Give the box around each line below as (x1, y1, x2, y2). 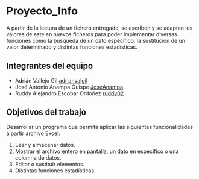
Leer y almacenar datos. (14, 141, 75, 148)
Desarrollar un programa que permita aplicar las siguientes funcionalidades (6, 123, 194, 130)
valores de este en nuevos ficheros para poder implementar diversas (6, 30, 178, 37)
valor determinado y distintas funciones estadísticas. (6, 43, 137, 51)
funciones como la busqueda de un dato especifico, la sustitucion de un (6, 37, 186, 44)
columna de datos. (14, 154, 62, 161)
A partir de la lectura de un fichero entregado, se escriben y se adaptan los (6, 24, 193, 31)
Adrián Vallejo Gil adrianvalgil (14, 77, 88, 84)
